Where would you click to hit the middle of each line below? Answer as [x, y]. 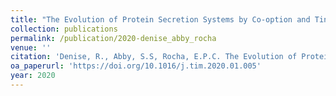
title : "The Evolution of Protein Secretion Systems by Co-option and [160, 19]
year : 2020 [33, 76]
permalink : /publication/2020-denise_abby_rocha [113, 38]
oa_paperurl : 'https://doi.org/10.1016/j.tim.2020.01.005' [136, 66]
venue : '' [31, 47]
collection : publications [64, 29]
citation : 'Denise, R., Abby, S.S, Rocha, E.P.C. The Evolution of [154, 57]
